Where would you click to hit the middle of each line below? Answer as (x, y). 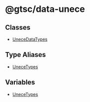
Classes (18, 27)
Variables (20, 82)
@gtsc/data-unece (45, 9)
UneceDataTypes (30, 39)
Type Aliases (25, 55)
